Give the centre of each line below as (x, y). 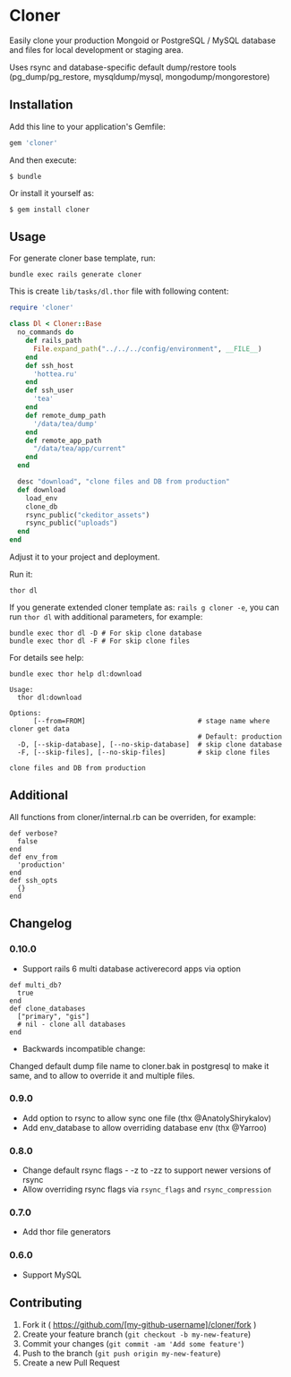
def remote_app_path (64, 440)
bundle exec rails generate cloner (76, 275)
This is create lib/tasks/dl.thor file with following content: (119, 291)
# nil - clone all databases (72, 1024)
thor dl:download (50, 698)
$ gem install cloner (50, 210)
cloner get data (39, 729)
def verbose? (34, 834)
